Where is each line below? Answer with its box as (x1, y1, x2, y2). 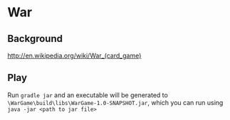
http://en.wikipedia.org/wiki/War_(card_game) (7, 51, 142, 60)
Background (7, 33, 63, 45)
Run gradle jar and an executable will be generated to (7, 90, 169, 99)
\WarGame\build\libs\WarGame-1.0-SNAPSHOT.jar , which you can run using (7, 98, 224, 107)
